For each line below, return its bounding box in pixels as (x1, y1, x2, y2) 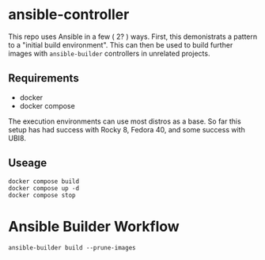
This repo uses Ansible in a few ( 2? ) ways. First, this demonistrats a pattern (8, 32, 258, 41)
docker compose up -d (8, 184, 80, 192)
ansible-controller (8, 6, 130, 24)
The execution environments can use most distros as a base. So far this (8, 117, 241, 126)
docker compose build (8, 177, 80, 185)
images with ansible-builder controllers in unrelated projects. (8, 48, 210, 58)
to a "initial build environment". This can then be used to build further (8, 40, 233, 49)
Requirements (8, 71, 79, 85)
